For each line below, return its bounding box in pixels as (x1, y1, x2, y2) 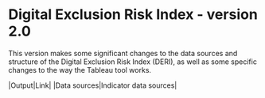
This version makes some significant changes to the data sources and (8, 48, 238, 58)
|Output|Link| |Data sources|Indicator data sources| (8, 81, 177, 90)
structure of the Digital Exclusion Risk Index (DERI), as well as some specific (8, 57, 257, 66)
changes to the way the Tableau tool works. (8, 65, 152, 74)
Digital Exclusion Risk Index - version (8, 6, 259, 24)
